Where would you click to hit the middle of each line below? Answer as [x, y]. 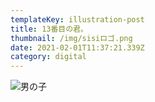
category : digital [48, 57]
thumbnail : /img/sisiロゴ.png [71, 38]
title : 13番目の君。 [49, 29]
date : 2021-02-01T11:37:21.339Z [77, 47]
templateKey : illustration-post [77, 19]
